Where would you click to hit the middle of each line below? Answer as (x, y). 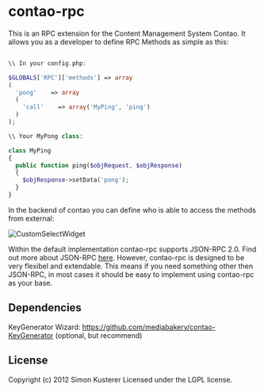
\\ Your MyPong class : (46, 136)
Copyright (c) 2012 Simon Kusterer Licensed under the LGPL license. (121, 379)
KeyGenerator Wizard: (44, 327)
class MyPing (30, 150)
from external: (31, 218)
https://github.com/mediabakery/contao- (149, 327)
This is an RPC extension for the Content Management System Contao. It (127, 33)
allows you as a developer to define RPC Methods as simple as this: (119, 41)
